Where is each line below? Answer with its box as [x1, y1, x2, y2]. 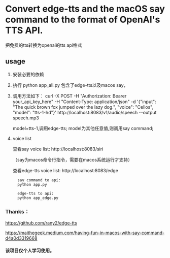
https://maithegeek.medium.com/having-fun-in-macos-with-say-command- [5, 230, 165, 236]
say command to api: [17, 177, 61, 183]
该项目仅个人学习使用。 [5, 247, 54, 253]
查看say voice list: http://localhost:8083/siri [12, 146, 104, 152]
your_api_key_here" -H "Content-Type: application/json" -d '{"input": [12, 99, 156, 105]
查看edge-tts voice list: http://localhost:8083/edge [12, 167, 118, 173]
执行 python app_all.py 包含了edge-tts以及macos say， [12, 82, 128, 88]
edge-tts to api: [17, 191, 54, 196]
